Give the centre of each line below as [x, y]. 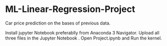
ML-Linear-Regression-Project [70, 9]
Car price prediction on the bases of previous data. [58, 23]
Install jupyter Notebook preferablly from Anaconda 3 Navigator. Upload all [82, 32]
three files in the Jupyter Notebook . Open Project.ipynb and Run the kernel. [83, 38]
